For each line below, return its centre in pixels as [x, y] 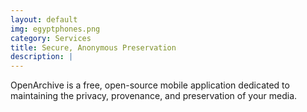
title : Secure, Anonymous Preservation [93, 47]
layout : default [44, 19]
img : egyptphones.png [55, 29]
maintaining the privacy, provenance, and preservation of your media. [154, 96]
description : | [42, 57]
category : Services [51, 38]
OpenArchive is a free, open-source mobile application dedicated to [150, 85]
